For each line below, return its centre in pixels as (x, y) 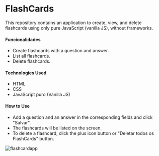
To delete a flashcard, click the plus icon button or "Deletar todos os (83, 133)
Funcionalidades (23, 39)
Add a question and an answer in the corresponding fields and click (83, 117)
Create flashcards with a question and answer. (61, 51)
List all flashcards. (31, 56)
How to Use (18, 106)
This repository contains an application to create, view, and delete (73, 23)
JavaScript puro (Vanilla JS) (41, 95)
